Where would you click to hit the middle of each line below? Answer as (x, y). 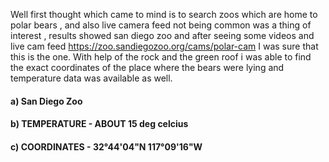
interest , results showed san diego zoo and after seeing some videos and (162, 35)
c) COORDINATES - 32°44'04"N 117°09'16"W (106, 146)
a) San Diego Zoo (46, 101)
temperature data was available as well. (91, 78)
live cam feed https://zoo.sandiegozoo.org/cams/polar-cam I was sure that (164, 46)
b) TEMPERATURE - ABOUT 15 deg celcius (99, 124)
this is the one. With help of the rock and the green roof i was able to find (161, 57)
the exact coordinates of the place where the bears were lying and (147, 67)
